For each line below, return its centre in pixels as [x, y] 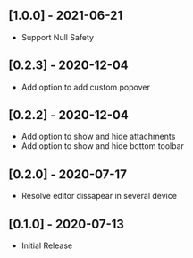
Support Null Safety [58, 37]
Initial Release [47, 245]
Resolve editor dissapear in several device [99, 196]
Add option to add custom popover [86, 87]
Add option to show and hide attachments [98, 137]
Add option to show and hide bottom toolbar [103, 146]
